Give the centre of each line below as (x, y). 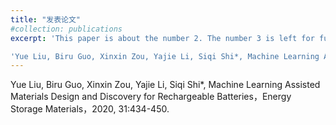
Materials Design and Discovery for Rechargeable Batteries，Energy (151, 97)
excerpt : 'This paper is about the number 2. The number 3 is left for (162, 38)
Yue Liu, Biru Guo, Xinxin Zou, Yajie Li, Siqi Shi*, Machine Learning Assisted (165, 85)
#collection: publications (66, 29)
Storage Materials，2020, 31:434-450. (90, 109)
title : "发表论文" (46, 19)
